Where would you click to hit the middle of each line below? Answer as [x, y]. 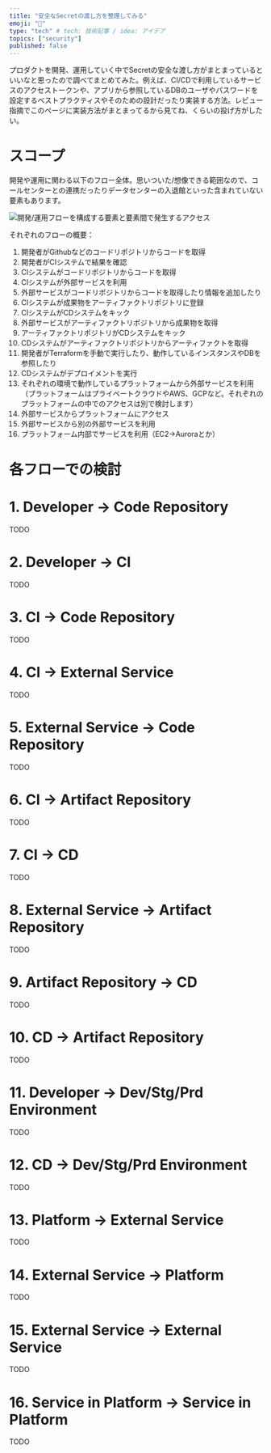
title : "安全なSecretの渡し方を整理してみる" [78, 16]
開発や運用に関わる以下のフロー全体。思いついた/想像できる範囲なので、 [131, 180]
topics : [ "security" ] [46, 38]
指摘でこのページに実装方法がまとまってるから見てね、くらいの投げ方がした [136, 111]
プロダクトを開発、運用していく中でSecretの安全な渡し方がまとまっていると [136, 70]
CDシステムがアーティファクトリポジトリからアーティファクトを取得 [135, 343]
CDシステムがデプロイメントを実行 [79, 374]
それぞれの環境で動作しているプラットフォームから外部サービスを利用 [137, 383]
